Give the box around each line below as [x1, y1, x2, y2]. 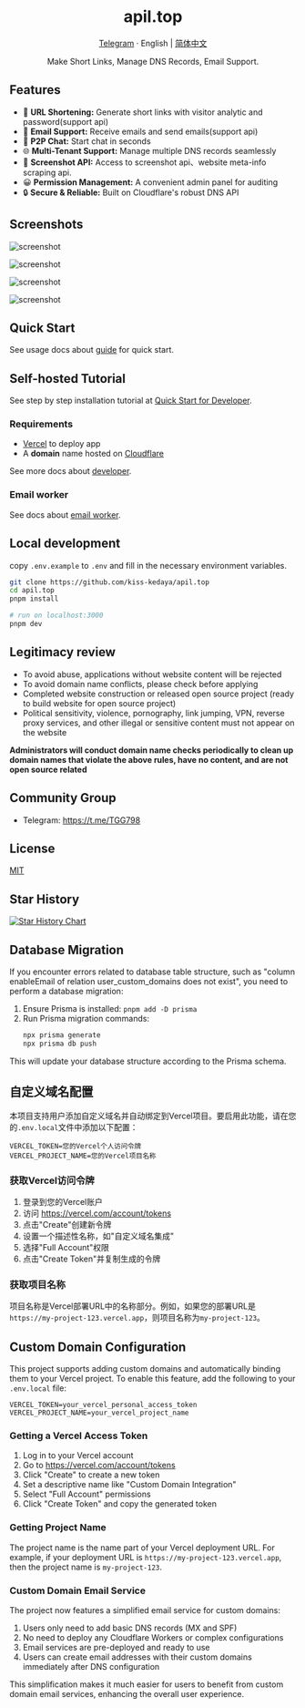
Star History [9, 891, 80, 907]
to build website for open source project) [22, 697, 177, 708]
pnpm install [9, 594, 59, 603]
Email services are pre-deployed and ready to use [22, 1641, 211, 1652]
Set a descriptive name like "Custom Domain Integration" [22, 1479, 237, 1490]
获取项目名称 [9, 1278, 66, 1291]
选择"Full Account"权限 [22, 1241, 109, 1252]
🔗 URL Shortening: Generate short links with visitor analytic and [22, 107, 263, 118]
